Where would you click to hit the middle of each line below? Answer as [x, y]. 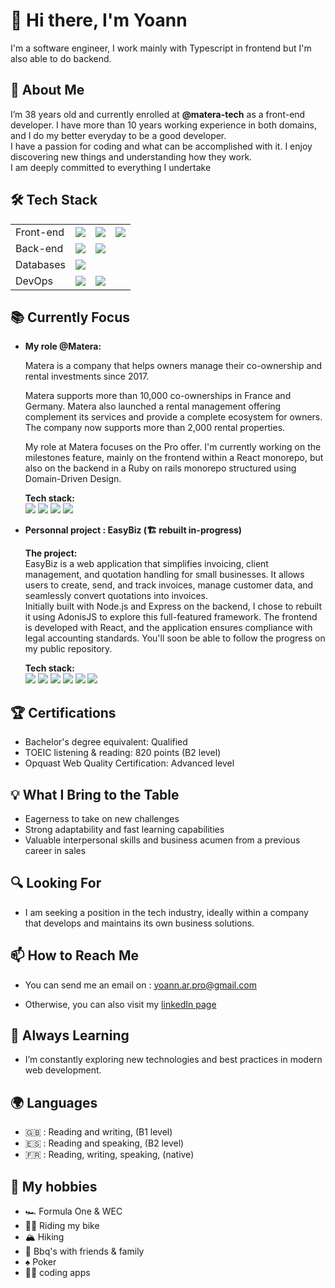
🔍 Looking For [56, 883]
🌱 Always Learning [70, 1035]
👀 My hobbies [54, 1186]
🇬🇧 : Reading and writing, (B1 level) [98, 1132]
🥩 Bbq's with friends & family [84, 1251]
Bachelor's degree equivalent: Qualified [106, 742]
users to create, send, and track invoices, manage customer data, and [169, 585]
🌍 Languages [54, 1102]
